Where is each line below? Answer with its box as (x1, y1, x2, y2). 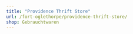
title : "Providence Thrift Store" (6, 8, 91, 14)
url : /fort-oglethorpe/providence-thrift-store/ (6, 14, 128, 20)
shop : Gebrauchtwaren (6, 19, 59, 25)
